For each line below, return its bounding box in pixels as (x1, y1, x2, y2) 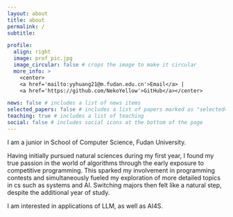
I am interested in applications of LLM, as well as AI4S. (7, 202, 163, 210)
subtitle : (7, 29, 36, 37)
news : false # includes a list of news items (7, 100, 141, 107)
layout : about (7, 10, 49, 17)
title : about (7, 17, 45, 24)
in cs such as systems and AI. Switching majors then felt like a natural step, (7, 181, 222, 189)
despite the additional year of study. (7, 188, 110, 196)
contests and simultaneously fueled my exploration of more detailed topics (7, 173, 221, 182)
